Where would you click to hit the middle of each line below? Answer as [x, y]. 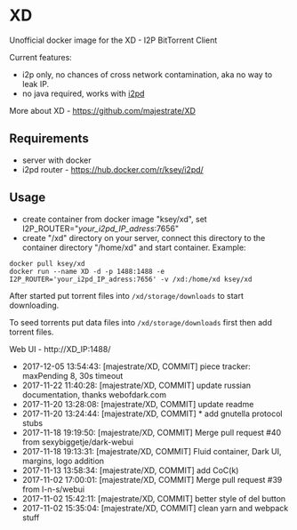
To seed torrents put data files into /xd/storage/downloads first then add [141, 322]
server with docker [56, 160]
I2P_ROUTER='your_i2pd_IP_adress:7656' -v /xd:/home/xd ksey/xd [131, 279]
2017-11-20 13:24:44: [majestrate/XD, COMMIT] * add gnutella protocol [152, 414]
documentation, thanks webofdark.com [94, 394]
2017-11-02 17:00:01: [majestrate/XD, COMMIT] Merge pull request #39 [152, 479]
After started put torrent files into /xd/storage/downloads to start [127, 295]
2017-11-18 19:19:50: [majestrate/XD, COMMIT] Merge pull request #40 [152, 432]
